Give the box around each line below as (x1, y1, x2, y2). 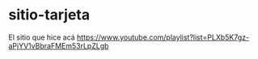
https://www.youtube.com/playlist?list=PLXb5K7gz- (76, 32, 249, 42)
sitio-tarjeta (8, 6, 91, 24)
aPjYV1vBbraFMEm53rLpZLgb (8, 40, 109, 50)
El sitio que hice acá (8, 32, 75, 42)
